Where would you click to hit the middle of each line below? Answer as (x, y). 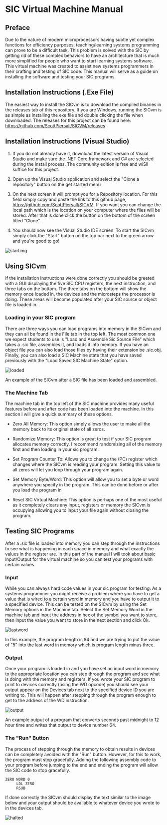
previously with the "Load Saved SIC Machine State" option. (67, 360)
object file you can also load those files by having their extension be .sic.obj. (83, 350)
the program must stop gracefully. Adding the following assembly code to (81, 760)
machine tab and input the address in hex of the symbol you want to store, (82, 615)
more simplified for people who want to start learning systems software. (79, 61)
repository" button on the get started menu (57, 184)
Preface (18, 28)
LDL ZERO (25, 784)
